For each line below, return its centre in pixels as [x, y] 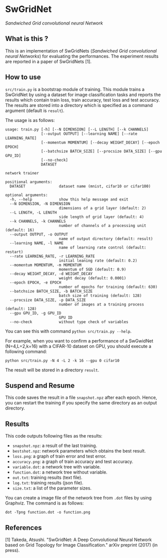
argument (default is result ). [35, 110]
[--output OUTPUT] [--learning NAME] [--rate [89, 133]
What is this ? [27, 39]
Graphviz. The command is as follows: [44, 503]
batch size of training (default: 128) [100, 295]
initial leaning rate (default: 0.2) [98, 260]
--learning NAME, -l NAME [37, 243]
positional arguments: [29, 182]
